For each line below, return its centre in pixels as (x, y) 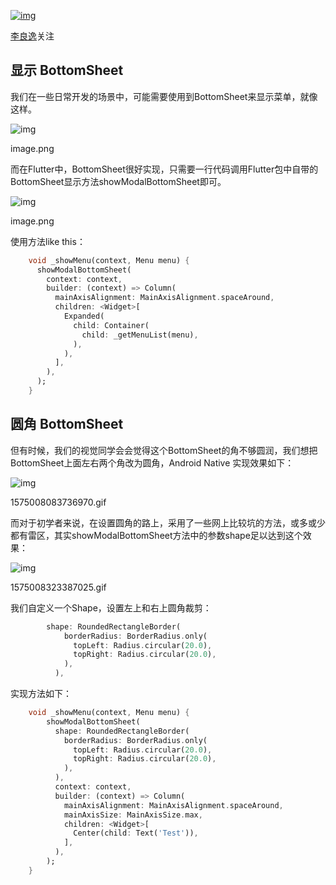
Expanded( (84, 316)
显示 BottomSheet (67, 70)
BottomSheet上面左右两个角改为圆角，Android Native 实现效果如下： (152, 462)
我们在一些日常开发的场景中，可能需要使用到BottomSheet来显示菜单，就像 (164, 96)
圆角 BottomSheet (67, 424)
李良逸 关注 (32, 36)
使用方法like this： (48, 241)
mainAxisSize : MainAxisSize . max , (133, 815)
